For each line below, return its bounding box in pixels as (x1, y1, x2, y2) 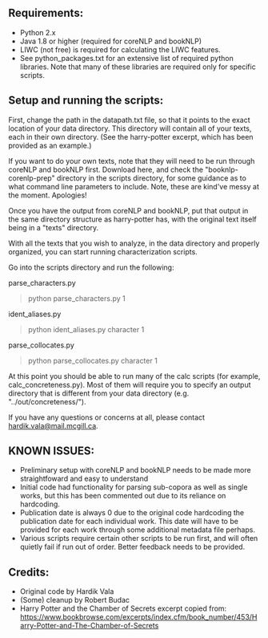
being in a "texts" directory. (8, 222, 99, 232)
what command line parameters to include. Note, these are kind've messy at (8, 181, 260, 191)
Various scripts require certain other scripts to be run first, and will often (19, 534, 258, 543)
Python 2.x (19, 27, 56, 37)
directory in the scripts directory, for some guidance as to (56, 173, 246, 183)
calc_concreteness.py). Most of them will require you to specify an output (8, 380, 251, 389)
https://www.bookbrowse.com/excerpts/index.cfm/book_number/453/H (19, 612, 258, 622)
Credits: (8, 565, 50, 579)
